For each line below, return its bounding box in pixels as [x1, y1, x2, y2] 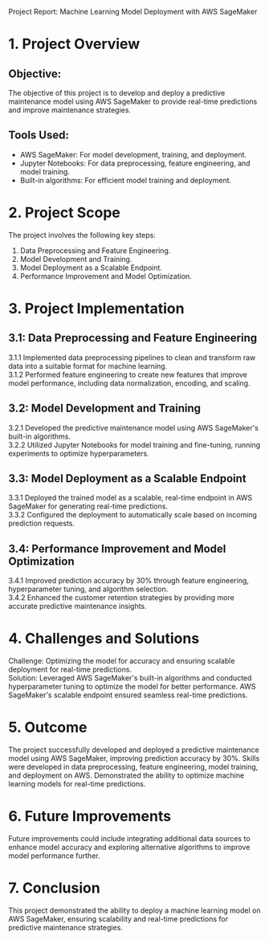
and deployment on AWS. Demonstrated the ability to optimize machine [8, 770, 245, 780]
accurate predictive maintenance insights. [8, 602, 147, 611]
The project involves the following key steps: [8, 230, 157, 239]
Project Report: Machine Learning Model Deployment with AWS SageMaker [8, 7, 258, 16]
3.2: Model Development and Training [8, 402, 201, 415]
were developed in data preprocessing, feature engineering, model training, [8, 762, 259, 772]
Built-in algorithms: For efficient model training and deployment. [19, 175, 232, 185]
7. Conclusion [8, 879, 100, 897]
